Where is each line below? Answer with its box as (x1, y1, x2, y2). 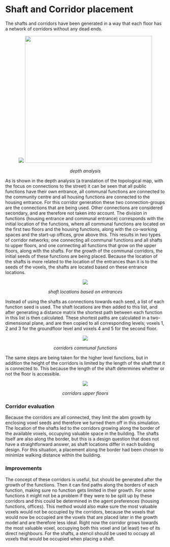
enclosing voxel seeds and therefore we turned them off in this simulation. (5, 420, 160, 426)
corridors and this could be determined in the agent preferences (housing (5, 498, 159, 504)
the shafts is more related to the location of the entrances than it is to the (5, 258, 157, 264)
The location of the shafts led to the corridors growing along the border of (5, 425, 160, 431)
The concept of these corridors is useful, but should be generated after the (5, 476, 162, 483)
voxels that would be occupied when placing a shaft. (5, 535, 115, 541)
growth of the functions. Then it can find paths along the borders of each (5, 482, 158, 488)
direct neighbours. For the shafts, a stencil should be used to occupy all (5, 530, 155, 536)
